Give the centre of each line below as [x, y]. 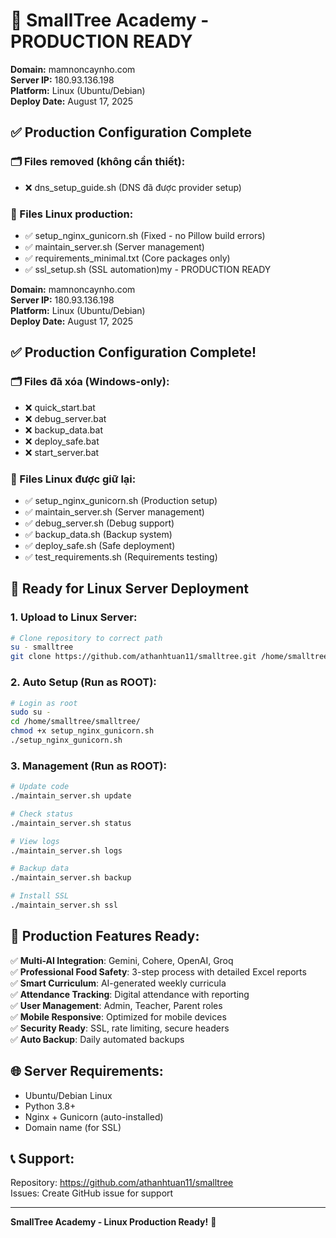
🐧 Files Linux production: [72, 214]
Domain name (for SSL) [73, 1127]
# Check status [42, 814]
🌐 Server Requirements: [87, 1071]
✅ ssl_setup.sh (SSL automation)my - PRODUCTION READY [148, 269]
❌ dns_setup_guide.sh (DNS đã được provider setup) [133, 187]
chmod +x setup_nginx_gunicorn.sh [82, 731]
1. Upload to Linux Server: [74, 617]
